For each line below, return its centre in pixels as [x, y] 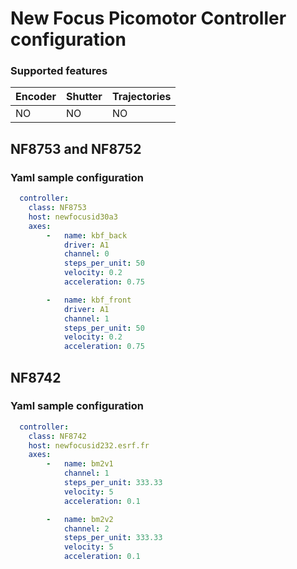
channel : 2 [86, 528]
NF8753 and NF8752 [76, 148]
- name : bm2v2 [80, 519]
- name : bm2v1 [80, 464]
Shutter [84, 97]
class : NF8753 [57, 208]
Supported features [59, 71]
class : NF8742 [57, 436]
